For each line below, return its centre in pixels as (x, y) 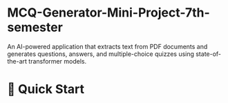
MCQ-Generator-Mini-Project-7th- (109, 13)
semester (35, 27)
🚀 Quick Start (46, 90)
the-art (17, 61)
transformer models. (58, 61)
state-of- (209, 54)
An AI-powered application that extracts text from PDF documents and (107, 46)
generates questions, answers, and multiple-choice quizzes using (101, 54)
